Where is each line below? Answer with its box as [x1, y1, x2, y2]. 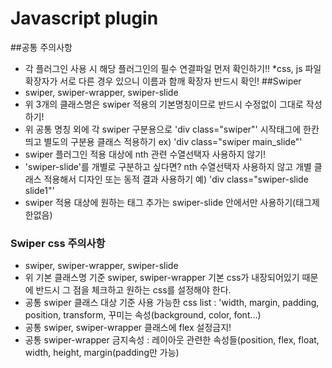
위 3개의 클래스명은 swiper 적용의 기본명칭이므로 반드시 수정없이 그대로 [24, 98, 304, 110]
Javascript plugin [10, 7, 159, 30]
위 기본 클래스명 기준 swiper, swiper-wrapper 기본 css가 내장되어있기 [24, 272, 300, 284]
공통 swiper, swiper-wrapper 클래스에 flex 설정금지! [24, 322, 232, 334]
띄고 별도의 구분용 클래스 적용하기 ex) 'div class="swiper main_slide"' [24, 135, 303, 147]
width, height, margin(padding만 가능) [24, 347, 180, 359]
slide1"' [24, 184, 55, 196]
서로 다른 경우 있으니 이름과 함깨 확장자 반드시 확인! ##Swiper [59, 75, 302, 87]
